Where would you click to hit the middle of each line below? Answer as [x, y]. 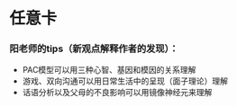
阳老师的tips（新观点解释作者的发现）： [94, 49]
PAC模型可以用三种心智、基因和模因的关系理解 [109, 70]
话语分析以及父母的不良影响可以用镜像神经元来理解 [117, 93]
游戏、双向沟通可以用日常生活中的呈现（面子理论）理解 [125, 81]
